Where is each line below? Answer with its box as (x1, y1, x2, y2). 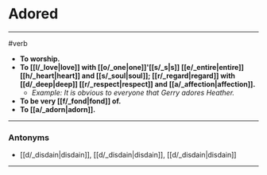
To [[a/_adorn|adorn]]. (19, 104, 96, 114)
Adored (8, 5, 59, 23)
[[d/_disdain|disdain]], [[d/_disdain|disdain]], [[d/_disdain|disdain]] (19, 150, 237, 160)
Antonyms (8, 132, 50, 143)
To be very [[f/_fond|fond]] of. (19, 96, 122, 106)
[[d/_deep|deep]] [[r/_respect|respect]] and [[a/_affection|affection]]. (19, 79, 256, 88)
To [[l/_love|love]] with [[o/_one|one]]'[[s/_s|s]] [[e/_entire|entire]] (19, 62, 244, 72)
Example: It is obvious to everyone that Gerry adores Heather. (31, 87, 235, 97)
